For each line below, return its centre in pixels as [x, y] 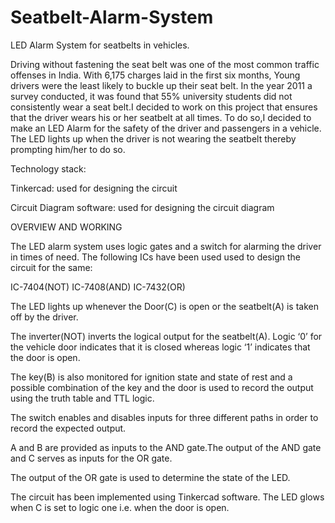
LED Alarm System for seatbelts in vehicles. [100, 45]
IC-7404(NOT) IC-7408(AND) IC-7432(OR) [98, 287]
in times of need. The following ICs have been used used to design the [155, 257]
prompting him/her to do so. [68, 149]
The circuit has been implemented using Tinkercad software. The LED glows [167, 497]
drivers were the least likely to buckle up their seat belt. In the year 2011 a [161, 85]
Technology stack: [48, 168]
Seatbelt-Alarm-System [112, 17]
